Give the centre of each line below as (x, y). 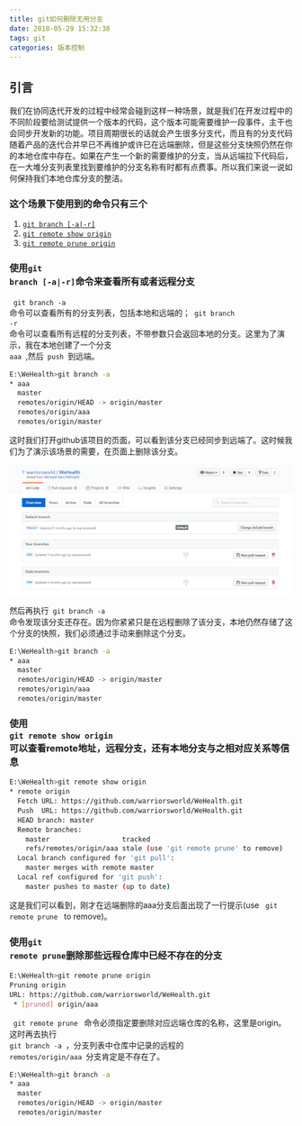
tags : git (28, 38)
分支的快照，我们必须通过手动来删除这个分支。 (103, 633)
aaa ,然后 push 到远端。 (54, 356)
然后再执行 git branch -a (58, 610)
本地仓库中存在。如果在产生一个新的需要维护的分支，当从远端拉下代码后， (155, 156)
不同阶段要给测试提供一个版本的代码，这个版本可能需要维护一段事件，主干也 (151, 123)
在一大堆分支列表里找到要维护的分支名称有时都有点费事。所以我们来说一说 (147, 168)
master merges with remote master (90, 868)
